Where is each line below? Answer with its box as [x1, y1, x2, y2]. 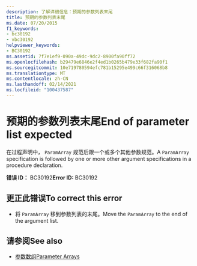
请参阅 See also [6, 236, 63, 246]
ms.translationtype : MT [6, 70, 66, 76]
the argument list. [14, 217, 59, 224]
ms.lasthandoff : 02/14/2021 [6, 82, 77, 88]
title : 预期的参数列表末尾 [6, 14, 66, 20]
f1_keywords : [6, 25, 39, 32]
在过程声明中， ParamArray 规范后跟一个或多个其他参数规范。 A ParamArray [6, 148, 189, 156]
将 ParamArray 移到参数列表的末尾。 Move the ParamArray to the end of [14, 210, 188, 217]
